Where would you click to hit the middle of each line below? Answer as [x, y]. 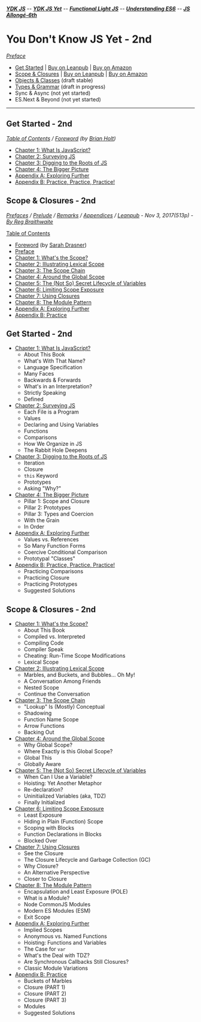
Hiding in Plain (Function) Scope [63, 822]
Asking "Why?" [42, 488]
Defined [33, 399]
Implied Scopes [43, 930]
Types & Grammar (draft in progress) [60, 86]
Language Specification [53, 367]
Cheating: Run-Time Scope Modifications [74, 656]
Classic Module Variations [56, 968]
